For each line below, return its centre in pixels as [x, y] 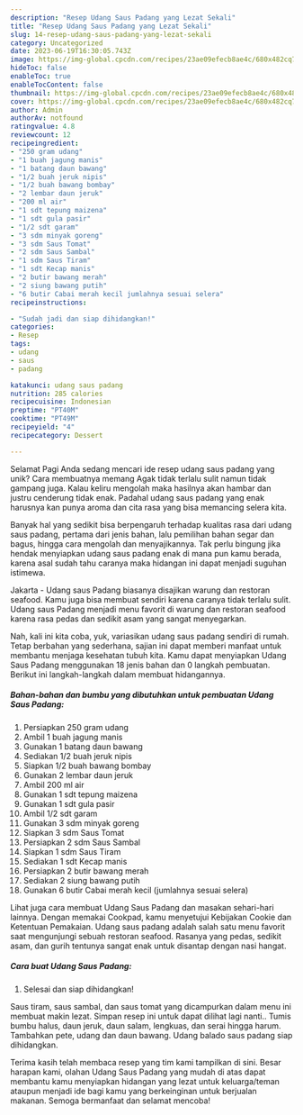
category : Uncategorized [57, 43]
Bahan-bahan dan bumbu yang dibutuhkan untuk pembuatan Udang [142, 695]
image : [22, 59]
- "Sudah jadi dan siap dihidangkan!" [83, 319]
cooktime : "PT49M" [45, 419]
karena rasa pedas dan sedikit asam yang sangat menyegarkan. [128, 619]
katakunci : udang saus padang [67, 385]
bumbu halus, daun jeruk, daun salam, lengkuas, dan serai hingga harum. [146, 1025]
